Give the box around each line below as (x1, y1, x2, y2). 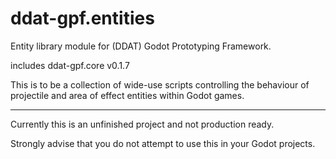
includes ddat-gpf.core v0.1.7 (10, 59, 130, 71)
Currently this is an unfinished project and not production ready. (10, 118, 275, 130)
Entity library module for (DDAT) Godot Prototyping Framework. (10, 40, 272, 52)
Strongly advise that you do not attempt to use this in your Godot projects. (10, 137, 316, 149)
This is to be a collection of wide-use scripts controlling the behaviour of (10, 78, 310, 91)
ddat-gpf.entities (10, 7, 155, 30)
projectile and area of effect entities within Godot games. (10, 89, 245, 101)
